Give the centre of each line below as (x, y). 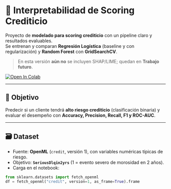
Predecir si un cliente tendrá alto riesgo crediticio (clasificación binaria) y (83, 110)
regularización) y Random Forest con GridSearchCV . (61, 51)
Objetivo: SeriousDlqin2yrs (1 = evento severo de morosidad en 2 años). (88, 162)
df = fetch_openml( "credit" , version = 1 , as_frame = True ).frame (73, 182)
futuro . (25, 67)
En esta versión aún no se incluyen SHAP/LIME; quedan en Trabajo (88, 61)
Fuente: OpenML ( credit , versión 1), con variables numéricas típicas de (88, 151)
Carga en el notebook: (36, 168)
